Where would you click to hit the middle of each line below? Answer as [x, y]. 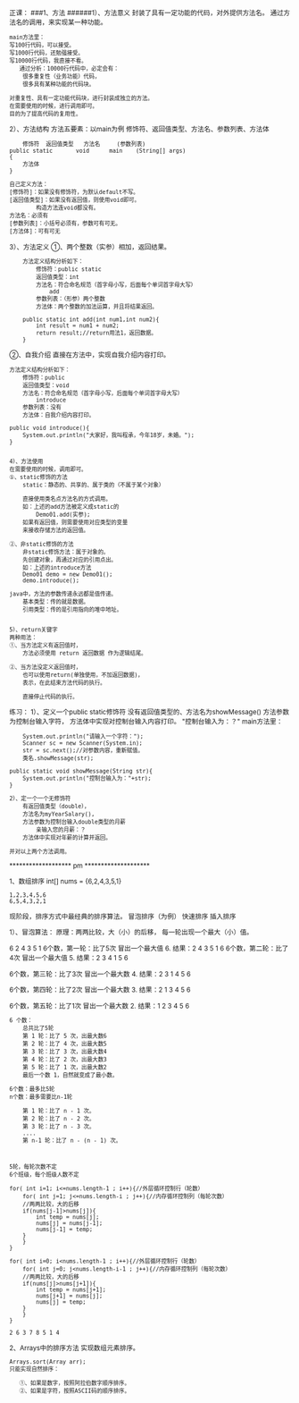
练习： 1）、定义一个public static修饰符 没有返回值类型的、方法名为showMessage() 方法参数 [149, 713]
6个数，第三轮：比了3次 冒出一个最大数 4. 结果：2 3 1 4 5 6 [100, 974]
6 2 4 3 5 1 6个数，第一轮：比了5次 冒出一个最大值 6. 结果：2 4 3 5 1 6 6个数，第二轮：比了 [149, 948]
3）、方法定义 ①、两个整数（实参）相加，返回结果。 [90, 247]
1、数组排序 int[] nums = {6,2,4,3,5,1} [66, 882]
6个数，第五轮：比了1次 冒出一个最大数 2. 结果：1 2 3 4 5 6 [100, 1006]
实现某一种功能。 [81, 22]
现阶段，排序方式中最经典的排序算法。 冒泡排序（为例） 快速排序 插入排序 [123, 917]
